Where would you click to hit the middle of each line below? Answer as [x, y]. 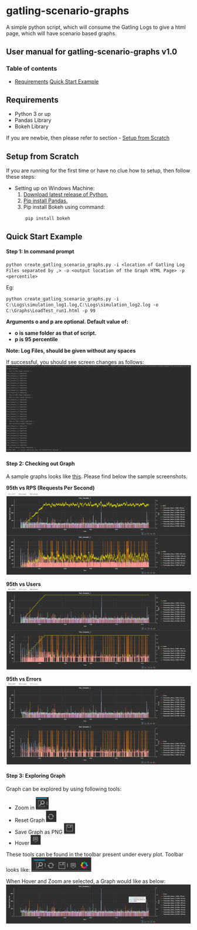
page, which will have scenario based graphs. [62, 33]
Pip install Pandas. [45, 201]
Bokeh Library [31, 126]
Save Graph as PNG [38, 832]
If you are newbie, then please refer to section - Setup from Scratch [88, 138]
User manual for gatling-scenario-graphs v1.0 [92, 52]
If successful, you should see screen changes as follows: [75, 362]
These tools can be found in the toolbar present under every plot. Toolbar [95, 854]
